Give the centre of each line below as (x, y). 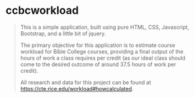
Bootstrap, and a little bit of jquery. (63, 33)
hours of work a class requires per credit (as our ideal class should (103, 58)
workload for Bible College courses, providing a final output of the (102, 51)
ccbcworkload (42, 11)
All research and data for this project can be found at (85, 82)
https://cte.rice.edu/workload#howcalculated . (77, 88)
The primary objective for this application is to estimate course (97, 45)
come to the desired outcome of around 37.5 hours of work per (98, 64)
